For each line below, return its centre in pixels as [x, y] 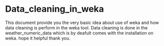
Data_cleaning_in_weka [55, 9]
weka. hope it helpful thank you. [38, 38]
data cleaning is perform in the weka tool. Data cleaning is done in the [76, 27]
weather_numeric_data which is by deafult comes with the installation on [79, 33]
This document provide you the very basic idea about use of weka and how [82, 23]
